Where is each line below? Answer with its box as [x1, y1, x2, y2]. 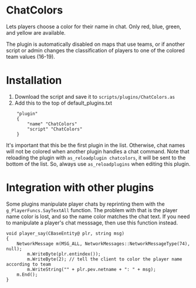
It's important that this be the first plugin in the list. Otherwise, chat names [6, 142, 185, 149]
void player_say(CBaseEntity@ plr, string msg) [6, 230, 125, 236]
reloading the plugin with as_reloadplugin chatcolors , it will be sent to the [6, 154, 186, 161]
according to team [6, 261, 51, 267]
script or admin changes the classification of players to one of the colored [6, 46, 185, 53]
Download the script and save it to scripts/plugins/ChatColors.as [14, 93, 175, 100]
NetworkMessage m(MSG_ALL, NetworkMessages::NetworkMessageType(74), [16, 240, 191, 247]
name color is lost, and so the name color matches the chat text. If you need [6, 213, 190, 220]
